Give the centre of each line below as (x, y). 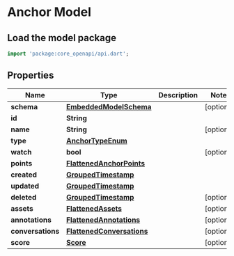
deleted (24, 197)
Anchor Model (49, 12)
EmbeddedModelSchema (109, 106)
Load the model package (62, 38)
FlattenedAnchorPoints (105, 163)
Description (178, 95)
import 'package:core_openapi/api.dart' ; (68, 54)
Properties (31, 75)
